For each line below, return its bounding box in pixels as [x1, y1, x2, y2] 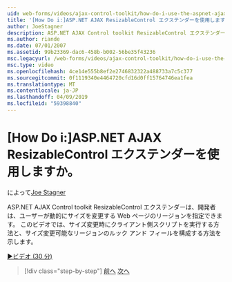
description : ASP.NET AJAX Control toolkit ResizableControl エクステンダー [7, 29, 226, 37]
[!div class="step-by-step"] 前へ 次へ [23, 267, 130, 275]
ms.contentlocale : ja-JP [7, 87, 79, 94]
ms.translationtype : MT [7, 81, 76, 88]
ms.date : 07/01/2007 [7, 42, 67, 49]
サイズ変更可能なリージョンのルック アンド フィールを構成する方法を [25, 229, 222, 237]
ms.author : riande [7, 36, 60, 43]
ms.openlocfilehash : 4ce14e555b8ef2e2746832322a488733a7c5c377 [7, 68, 193, 75]
